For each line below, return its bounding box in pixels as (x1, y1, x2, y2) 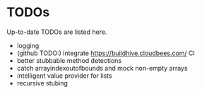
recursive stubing (16, 78, 69, 87)
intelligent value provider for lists (16, 71, 112, 80)
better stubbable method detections (16, 56, 121, 64)
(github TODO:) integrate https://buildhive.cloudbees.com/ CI (16, 49, 195, 57)
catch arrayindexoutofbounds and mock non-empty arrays (16, 64, 188, 72)
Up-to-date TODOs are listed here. (6, 28, 107, 36)
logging (16, 41, 40, 49)
